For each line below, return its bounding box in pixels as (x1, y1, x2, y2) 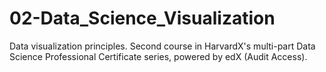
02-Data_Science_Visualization (9, 7, 276, 30)
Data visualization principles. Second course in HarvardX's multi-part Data (9, 40, 316, 52)
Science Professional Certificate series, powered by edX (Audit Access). (9, 50, 308, 62)
